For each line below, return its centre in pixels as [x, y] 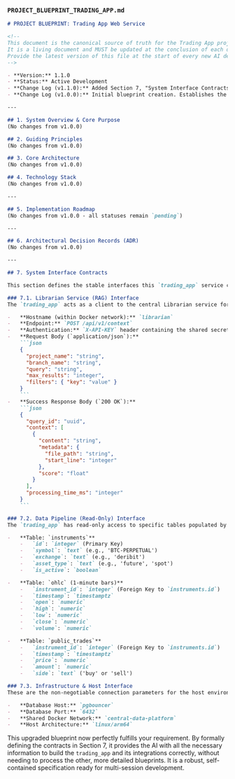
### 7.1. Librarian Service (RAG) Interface [73, 298]
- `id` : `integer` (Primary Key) [72, 544]
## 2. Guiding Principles [45, 139]
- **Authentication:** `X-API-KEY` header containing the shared [108, 330]
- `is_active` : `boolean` [60, 570]
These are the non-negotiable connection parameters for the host [106, 692]
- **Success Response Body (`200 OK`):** [72, 402]
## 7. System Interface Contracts [58, 273]
